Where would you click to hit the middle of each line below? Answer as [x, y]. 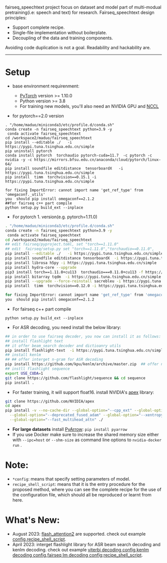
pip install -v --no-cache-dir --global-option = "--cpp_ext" [69, 410]
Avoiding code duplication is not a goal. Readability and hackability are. [78, 47]
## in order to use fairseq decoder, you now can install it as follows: [83, 336]
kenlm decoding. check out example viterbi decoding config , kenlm [81, 550]
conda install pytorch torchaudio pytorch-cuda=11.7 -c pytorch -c [79, 155]
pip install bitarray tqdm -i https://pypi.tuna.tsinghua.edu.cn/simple [83, 277]
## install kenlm [23, 355]
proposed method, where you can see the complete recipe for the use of [87, 489]
